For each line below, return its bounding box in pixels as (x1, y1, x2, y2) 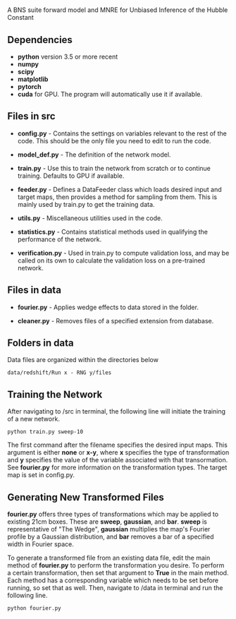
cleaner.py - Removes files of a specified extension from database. (17, 316, 214, 325)
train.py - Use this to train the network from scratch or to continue (17, 164, 211, 172)
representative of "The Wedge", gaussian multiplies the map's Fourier (7, 525, 211, 534)
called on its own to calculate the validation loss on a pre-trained (17, 256, 206, 265)
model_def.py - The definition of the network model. (17, 150, 171, 159)
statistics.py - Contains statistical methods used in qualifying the (17, 227, 208, 236)
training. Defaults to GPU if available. (17, 172, 125, 180)
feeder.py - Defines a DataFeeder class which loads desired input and (17, 185, 222, 193)
